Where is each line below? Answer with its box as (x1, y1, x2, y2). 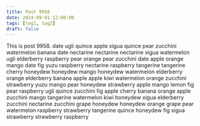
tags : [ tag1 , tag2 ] (6, 20, 56, 26)
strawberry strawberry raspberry (6, 113, 89, 121)
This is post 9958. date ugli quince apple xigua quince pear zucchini (6, 42, 177, 50)
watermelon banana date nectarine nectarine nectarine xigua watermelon (6, 49, 190, 56)
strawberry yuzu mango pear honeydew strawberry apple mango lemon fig (6, 81, 195, 88)
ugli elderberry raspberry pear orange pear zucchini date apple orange (6, 55, 184, 62)
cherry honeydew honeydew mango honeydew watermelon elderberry (6, 68, 183, 76)
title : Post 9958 (6, 8, 50, 15)
